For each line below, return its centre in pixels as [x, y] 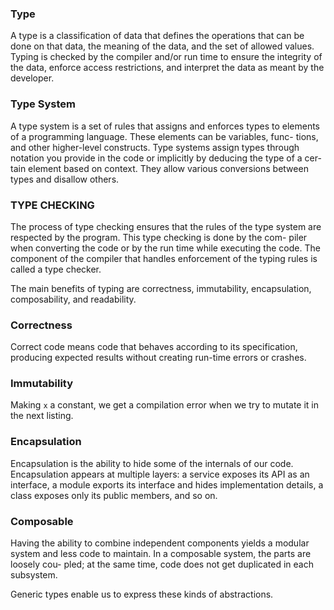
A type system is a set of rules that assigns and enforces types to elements [165, 126]
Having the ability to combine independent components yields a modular [160, 543]
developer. [32, 78]
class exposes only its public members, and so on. [114, 495]
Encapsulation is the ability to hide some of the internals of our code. [152, 463]
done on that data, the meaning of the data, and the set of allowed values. [162, 46]
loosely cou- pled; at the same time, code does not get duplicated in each [162, 564]
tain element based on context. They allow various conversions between [159, 168]
